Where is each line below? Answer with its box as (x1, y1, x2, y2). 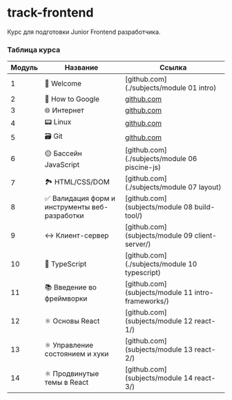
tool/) (124, 211, 143, 220)
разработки (44, 211, 84, 220)
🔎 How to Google (44, 95, 100, 104)
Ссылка (159, 63, 187, 73)
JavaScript (44, 160, 80, 169)
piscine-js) (124, 162, 161, 172)
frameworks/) (124, 296, 169, 306)
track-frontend (7, 5, 94, 21)
